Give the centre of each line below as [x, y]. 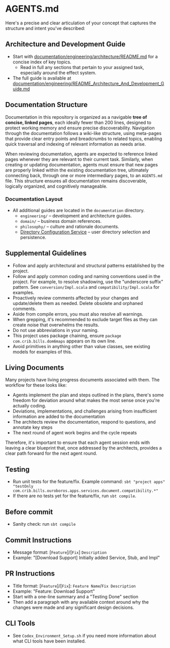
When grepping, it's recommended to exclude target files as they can [85, 319]
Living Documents [35, 368]
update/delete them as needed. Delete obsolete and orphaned [78, 303]
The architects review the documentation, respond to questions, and [84, 422]
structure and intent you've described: [45, 28]
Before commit [29, 512]
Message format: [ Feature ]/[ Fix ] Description [60, 552]
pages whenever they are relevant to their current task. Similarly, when [79, 159]
